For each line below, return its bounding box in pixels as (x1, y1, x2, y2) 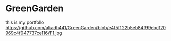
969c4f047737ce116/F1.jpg (5, 30, 62, 36)
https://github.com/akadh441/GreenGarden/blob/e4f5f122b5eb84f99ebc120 (5, 24, 166, 30)
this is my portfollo (5, 19, 44, 25)
